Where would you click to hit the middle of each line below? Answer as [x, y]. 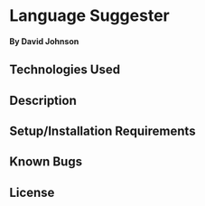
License [32, 192]
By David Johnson [44, 41]
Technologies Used [65, 70]
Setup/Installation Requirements [102, 131]
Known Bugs [46, 162]
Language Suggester [89, 16]
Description [43, 100]
